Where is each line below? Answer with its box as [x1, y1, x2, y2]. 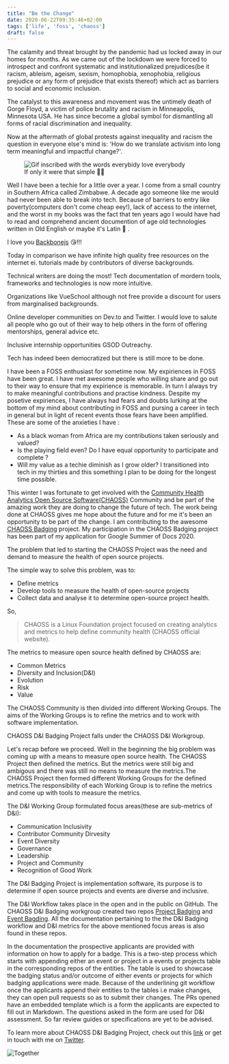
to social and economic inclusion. [7, 84, 101, 92]
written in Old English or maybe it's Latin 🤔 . [7, 225, 130, 233]
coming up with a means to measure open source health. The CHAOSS [7, 752, 207, 760]
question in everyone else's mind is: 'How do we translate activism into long [7, 140, 221, 148]
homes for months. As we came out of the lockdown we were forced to [7, 55, 207, 64]
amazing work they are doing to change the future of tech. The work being [7, 503, 217, 511]
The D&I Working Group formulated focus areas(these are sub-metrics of [7, 802, 213, 811]
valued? [16, 439, 40, 447]
